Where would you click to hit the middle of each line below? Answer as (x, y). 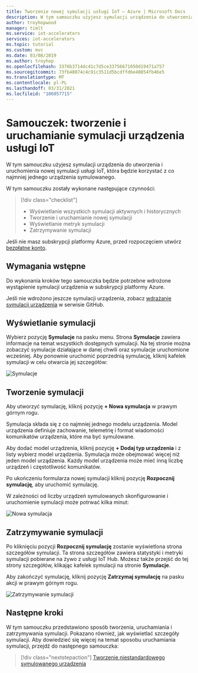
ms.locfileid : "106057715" (39, 94)
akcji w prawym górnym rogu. (42, 583)
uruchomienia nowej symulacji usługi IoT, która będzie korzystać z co (90, 170)
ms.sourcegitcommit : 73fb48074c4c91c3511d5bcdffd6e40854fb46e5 (85, 72)
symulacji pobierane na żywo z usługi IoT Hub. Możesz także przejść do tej (97, 559)
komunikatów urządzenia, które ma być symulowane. (71, 436)
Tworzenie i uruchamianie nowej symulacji (81, 217)
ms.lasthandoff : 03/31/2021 (41, 88)
